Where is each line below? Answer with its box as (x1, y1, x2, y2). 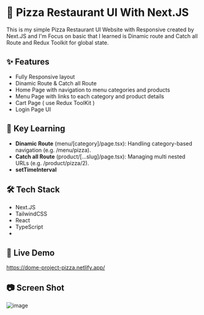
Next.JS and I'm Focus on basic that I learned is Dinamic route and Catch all (6, 32, 198, 39)
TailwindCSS (15, 210, 48, 217)
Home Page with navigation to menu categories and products (15, 86, 170, 93)
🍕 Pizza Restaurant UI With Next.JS (6, 6, 189, 20)
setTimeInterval (15, 166, 57, 173)
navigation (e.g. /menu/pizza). (15, 146, 91, 154)
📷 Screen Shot (6, 282, 64, 293)
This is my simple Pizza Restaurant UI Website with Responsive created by (6, 26, 194, 33)
